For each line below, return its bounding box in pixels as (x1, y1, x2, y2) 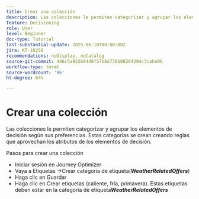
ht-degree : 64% (6, 75, 44, 81)
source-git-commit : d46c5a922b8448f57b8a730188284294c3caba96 (6, 58, 163, 64)
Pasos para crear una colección (6, 150, 84, 157)
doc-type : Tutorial (6, 36, 54, 42)
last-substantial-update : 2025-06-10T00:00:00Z (6, 42, 126, 48)
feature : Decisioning (6, 20, 60, 26)
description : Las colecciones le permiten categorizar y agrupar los (6, 14, 182, 20)
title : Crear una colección (6, 8, 76, 15)
